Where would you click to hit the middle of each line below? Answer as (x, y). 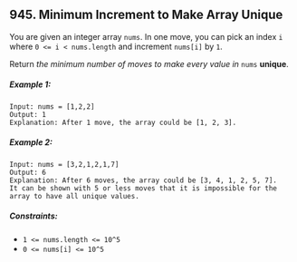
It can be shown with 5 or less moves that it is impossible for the (144, 188)
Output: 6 (28, 172)
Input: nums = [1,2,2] (52, 107)
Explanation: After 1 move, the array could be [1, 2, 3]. (123, 122)
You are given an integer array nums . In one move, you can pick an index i (146, 36)
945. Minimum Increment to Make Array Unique (146, 15)
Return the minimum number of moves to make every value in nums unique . (149, 63)
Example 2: (31, 142)
